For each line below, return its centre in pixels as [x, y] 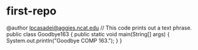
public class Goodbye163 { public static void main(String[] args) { [88, 34]
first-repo [31, 11]
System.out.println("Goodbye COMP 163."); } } [64, 40]
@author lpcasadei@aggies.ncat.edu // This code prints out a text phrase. [99, 28]
